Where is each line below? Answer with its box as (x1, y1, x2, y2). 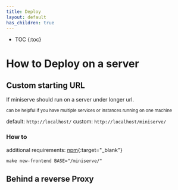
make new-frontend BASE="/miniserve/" (6, 158, 102, 164)
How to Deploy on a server (6, 57, 139, 70)
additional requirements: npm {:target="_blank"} (6, 146, 123, 153)
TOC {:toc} (14, 36, 42, 43)
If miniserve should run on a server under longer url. (6, 96, 135, 103)
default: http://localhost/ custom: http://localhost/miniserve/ (6, 118, 167, 125)
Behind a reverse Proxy (6, 174, 94, 184)
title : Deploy (6, 8, 42, 15)
